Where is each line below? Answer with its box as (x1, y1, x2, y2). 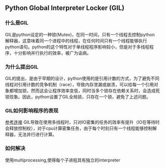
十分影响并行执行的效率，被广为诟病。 (13, 50, 91, 56)
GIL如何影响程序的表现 (5, 107, 59, 114)
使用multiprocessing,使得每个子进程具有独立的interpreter (5, 157, 120, 163)
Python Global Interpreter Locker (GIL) (5, 4, 125, 12)
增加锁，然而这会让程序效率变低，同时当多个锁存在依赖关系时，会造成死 (13, 88, 160, 94)
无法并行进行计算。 (18, 132, 57, 138)
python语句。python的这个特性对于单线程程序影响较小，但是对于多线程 (5, 44, 150, 49)
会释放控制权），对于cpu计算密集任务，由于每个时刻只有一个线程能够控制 (5, 125, 153, 131)
